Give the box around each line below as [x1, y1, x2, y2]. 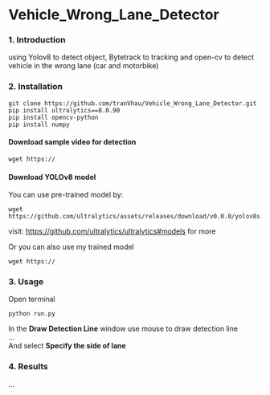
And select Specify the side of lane [8, 341, 126, 351]
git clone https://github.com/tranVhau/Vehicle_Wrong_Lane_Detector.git [8, 99, 257, 108]
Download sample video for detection [8, 137, 137, 147]
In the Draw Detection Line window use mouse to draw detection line [8, 324, 239, 334]
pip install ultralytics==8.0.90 [8, 106, 121, 114]
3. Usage [8, 276, 44, 287]
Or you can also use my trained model [8, 242, 134, 252]
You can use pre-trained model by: [8, 190, 124, 200]
